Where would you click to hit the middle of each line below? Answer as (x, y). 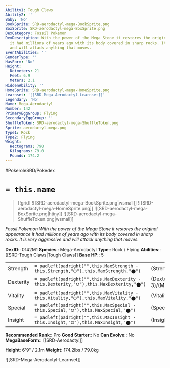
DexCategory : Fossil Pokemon (36, 33)
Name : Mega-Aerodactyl (29, 104)
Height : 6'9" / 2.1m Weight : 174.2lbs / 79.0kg (52, 350)
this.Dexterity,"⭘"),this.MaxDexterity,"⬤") (90, 284)
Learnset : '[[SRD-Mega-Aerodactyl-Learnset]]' (55, 95)
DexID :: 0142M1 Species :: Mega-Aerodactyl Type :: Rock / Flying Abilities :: (83, 249)
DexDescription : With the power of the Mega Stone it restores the (78, 38)
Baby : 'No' (17, 19)
